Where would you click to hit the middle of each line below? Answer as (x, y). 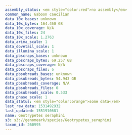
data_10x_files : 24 (25, 33)
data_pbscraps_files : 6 (30, 70)
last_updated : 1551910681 (32, 111)
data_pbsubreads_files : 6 (32, 88)
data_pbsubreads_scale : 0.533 (36, 92)
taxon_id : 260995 (23, 125)
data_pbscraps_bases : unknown (36, 56)
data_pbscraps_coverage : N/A (35, 65)
